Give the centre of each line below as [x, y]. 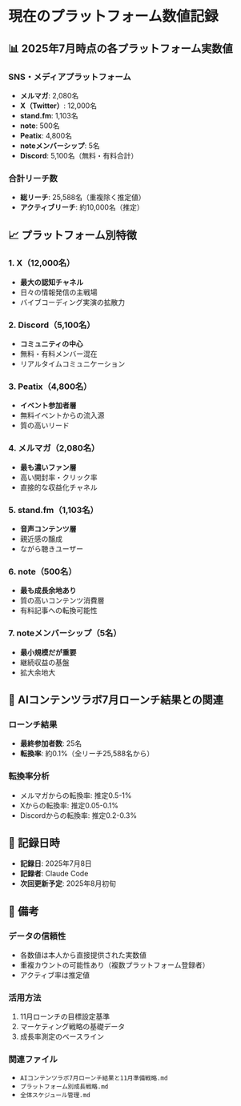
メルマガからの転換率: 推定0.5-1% [76, 795]
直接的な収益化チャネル [58, 487]
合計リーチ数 [33, 178]
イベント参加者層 [48, 406]
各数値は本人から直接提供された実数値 [83, 955]
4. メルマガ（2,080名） [54, 448]
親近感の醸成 [41, 539]
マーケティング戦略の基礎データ [72, 1027]
